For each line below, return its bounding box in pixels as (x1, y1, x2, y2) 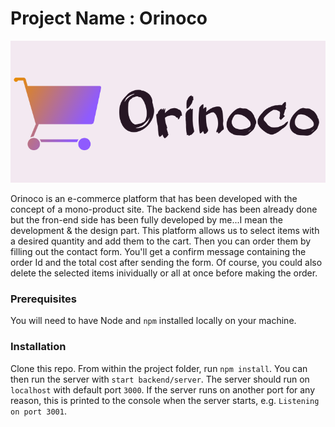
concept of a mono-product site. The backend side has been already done (10, 203, 318, 215)
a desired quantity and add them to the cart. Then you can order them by (10, 235, 312, 247)
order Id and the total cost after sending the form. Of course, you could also (10, 256, 323, 268)
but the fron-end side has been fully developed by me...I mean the (10, 213, 283, 226)
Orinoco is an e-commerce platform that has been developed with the (10, 192, 298, 204)
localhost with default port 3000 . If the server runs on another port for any (10, 383, 316, 396)
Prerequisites (10, 292, 77, 306)
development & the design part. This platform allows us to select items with (10, 224, 320, 236)
